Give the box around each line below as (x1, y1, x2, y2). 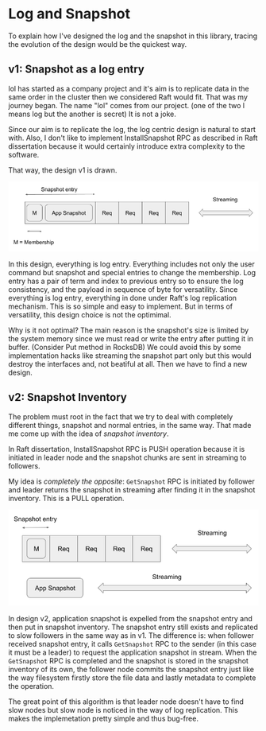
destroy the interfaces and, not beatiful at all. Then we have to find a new (8, 359, 248, 368)
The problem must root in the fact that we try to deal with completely (8, 411, 233, 422)
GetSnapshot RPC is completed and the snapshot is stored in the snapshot (8, 655, 249, 665)
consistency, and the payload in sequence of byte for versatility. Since (8, 284, 238, 294)
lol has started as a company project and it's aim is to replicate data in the (8, 84, 249, 93)
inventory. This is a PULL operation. (8, 493, 125, 503)
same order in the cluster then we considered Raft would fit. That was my (8, 92, 249, 102)
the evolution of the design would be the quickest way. (8, 39, 187, 49)
